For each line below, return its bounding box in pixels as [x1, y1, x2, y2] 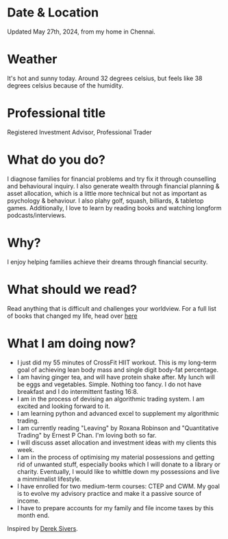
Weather [7, 51, 58, 67]
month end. [16, 511, 50, 519]
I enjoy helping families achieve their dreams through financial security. [7, 258, 208, 266]
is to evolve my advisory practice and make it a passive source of [16, 489, 202, 497]
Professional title [7, 105, 106, 121]
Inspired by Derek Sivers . [7, 524, 79, 532]
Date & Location [7, 5, 99, 21]
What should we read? [7, 281, 138, 297]
